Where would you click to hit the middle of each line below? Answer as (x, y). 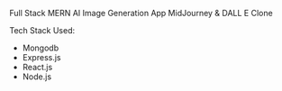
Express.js (41, 57)
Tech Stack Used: (42, 30)
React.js (37, 67)
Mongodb (41, 48)
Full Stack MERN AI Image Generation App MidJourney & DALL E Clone (141, 13)
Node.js (37, 77)
